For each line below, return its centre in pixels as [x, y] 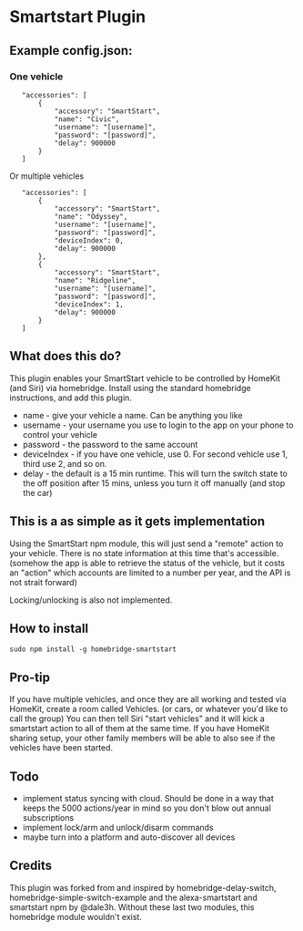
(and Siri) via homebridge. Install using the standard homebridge [131, 388]
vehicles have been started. [61, 748]
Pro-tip [30, 677]
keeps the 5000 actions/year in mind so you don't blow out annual [146, 808]
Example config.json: [71, 51]
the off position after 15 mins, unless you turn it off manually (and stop [154, 483]
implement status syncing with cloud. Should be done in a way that [148, 798]
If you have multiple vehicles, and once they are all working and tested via [148, 699]
